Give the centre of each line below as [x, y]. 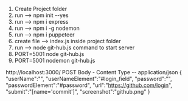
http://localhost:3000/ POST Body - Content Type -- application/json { [94, 72]
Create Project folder [41, 9]
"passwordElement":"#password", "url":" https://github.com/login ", [89, 85]
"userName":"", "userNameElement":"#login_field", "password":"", [89, 79]
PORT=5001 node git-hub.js [49, 54]
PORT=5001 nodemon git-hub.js [55, 61]
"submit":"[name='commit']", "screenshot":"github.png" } [78, 92]
